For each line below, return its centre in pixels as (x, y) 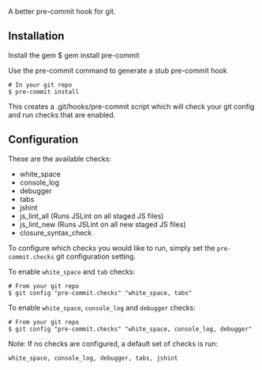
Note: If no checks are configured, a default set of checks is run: (113, 343)
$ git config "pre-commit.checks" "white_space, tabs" (100, 293)
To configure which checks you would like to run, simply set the (112, 248)
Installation (36, 36)
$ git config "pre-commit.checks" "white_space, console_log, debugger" (130, 329)
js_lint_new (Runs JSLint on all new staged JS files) (103, 224)
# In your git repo (40, 85)
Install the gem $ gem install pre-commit (74, 55)
